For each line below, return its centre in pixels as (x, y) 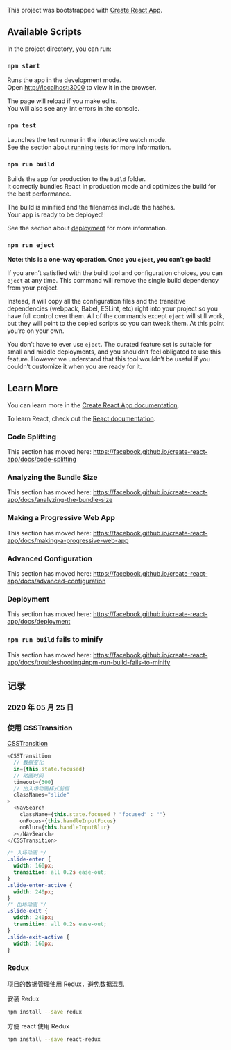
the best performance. (39, 194)
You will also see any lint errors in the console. (74, 109)
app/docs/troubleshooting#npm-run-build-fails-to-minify (89, 662)
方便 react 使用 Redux (38, 1026)
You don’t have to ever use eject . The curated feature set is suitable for (109, 344)
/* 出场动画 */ (27, 904)
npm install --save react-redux (54, 1039)
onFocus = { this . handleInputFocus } (68, 821)
